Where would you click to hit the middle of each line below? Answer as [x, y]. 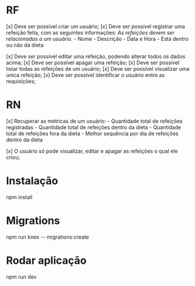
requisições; [21, 81]
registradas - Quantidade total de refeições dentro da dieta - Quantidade [94, 127]
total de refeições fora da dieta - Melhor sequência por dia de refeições [92, 133]
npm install [19, 197]
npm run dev [21, 277]
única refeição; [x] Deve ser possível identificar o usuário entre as [85, 75]
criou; [13, 157]
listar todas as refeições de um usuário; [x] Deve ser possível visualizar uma [98, 68]
